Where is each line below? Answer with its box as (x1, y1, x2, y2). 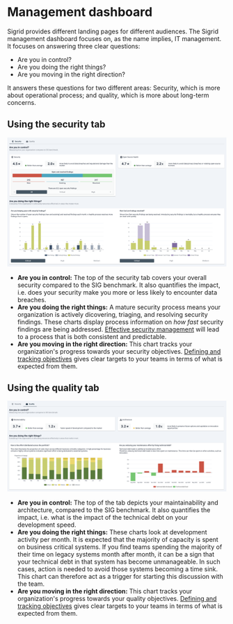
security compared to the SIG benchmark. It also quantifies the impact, (17, 281, 220, 289)
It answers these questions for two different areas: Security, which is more (7, 83, 220, 92)
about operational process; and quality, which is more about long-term (7, 91, 209, 99)
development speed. (17, 520, 77, 529)
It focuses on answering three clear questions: (7, 42, 140, 50)
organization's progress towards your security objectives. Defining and (17, 347, 221, 355)
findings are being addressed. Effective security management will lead (17, 325, 220, 334)
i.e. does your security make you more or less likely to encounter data (17, 288, 218, 296)
